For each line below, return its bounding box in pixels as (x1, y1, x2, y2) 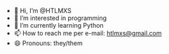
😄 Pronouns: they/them (13, 39, 83, 47)
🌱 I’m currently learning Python (13, 21, 104, 29)
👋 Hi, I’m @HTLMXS (13, 7, 72, 15)
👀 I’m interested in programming (13, 14, 107, 22)
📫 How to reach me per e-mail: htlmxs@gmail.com (13, 29, 162, 37)
